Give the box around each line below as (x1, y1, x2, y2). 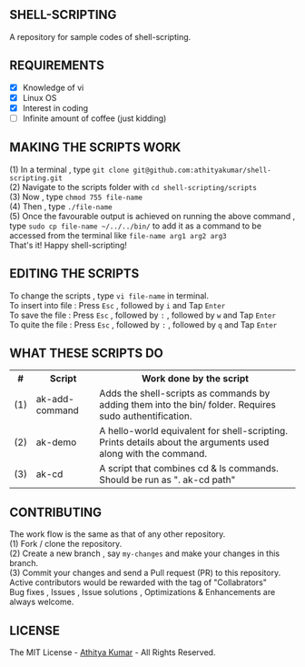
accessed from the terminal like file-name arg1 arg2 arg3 (9, 229, 227, 240)
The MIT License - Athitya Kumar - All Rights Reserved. (9, 646, 216, 658)
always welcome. (9, 596, 74, 608)
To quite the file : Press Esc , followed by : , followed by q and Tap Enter (9, 318, 278, 330)
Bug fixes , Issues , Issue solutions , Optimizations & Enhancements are (9, 587, 276, 598)
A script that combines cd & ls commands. (99, 462, 280, 475)
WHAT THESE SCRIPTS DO (9, 345, 163, 360)
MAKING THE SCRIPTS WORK (9, 140, 182, 156)
